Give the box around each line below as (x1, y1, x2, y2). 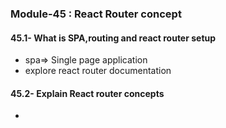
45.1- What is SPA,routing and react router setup (10, 32, 217, 44)
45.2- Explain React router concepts (10, 87, 165, 99)
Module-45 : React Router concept (10, 7, 182, 21)
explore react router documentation (24, 65, 172, 77)
